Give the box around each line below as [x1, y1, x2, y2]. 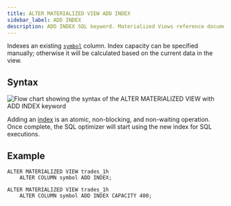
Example [7, 150, 45, 162]
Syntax [7, 76, 38, 88]
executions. [7, 130, 40, 138]
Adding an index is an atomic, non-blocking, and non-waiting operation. [7, 115, 210, 124]
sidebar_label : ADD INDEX [7, 17, 81, 23]
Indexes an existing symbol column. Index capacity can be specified [7, 42, 199, 50]
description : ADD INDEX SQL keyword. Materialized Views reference [7, 23, 205, 30]
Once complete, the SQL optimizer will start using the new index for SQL [7, 123, 212, 131]
